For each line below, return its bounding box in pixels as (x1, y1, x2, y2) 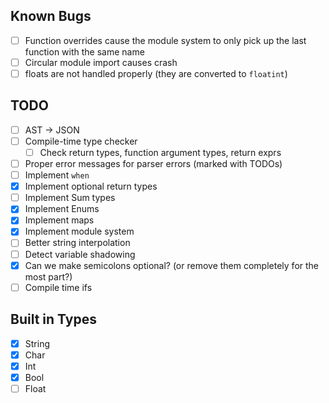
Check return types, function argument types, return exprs (39, 146, 282, 158)
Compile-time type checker (24, 135, 138, 147)
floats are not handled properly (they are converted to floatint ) (24, 67, 288, 79)
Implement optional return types (24, 180, 158, 193)
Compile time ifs (24, 281, 93, 293)
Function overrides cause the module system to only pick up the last (24, 34, 307, 46)
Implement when (24, 169, 90, 181)
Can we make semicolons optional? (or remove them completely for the (24, 259, 320, 271)
